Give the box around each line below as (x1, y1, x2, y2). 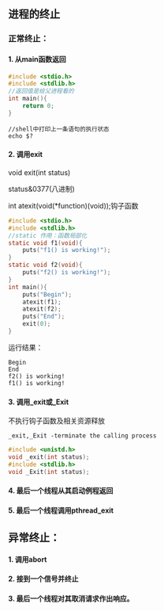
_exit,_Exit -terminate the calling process (8, 432, 157, 440)
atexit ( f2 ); (22, 305, 61, 313)
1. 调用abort (8, 554, 47, 564)
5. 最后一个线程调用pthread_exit (8, 506, 114, 515)
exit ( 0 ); (22, 320, 51, 328)
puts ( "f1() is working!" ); (22, 246, 111, 254)
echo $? (8, 132, 34, 140)
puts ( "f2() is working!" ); (22, 269, 111, 277)
